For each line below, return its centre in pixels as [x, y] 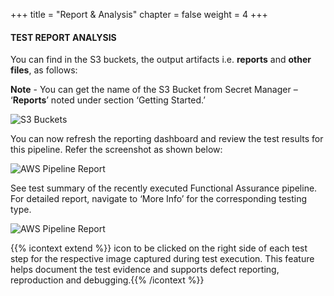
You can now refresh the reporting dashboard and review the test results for [167, 139]
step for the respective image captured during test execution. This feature [162, 259]
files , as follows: [44, 70]
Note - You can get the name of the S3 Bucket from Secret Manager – [154, 90]
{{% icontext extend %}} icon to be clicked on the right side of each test [159, 248]
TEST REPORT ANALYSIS [63, 37]
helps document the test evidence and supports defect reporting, [145, 270]
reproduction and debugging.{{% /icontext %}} [107, 280]
